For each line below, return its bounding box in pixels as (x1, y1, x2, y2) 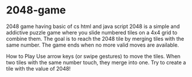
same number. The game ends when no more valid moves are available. (6, 41, 180, 48)
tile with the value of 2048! (6, 65, 71, 72)
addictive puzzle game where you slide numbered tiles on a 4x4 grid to (6, 29, 177, 36)
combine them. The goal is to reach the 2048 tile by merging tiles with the (6, 35, 184, 42)
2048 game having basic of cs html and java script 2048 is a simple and (6, 23, 180, 30)
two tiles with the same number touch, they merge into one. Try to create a (6, 59, 186, 66)
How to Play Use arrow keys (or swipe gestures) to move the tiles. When (6, 52, 181, 60)
